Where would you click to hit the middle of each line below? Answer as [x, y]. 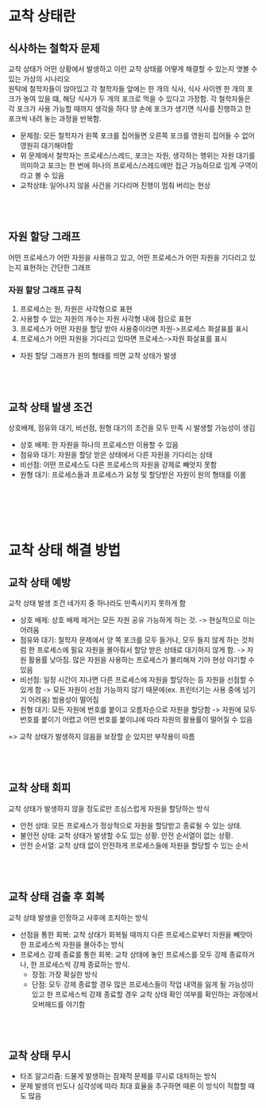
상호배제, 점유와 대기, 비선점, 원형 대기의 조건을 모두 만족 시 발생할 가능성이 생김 [132, 428]
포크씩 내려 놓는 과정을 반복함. [55, 119]
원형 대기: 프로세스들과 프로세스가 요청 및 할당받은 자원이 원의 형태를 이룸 [133, 474]
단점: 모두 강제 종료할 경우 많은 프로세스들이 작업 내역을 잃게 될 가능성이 [143, 984]
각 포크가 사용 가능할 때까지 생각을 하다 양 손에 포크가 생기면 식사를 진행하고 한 [130, 109]
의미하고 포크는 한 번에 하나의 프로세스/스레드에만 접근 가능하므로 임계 [128, 165]
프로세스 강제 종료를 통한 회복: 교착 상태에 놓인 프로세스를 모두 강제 [123, 954]
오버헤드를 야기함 [58, 1004]
